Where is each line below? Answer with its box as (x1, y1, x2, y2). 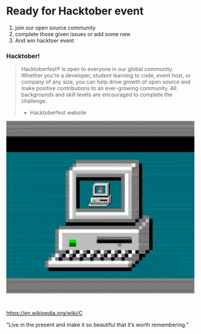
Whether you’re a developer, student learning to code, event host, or (20, 72, 191, 79)
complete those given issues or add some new (14, 30, 131, 37)
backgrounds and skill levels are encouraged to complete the (20, 91, 173, 99)
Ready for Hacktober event (6, 4, 144, 18)
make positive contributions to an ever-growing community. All (20, 85, 177, 92)
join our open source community (14, 24, 96, 31)
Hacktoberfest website (29, 109, 87, 117)
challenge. (20, 97, 47, 105)
